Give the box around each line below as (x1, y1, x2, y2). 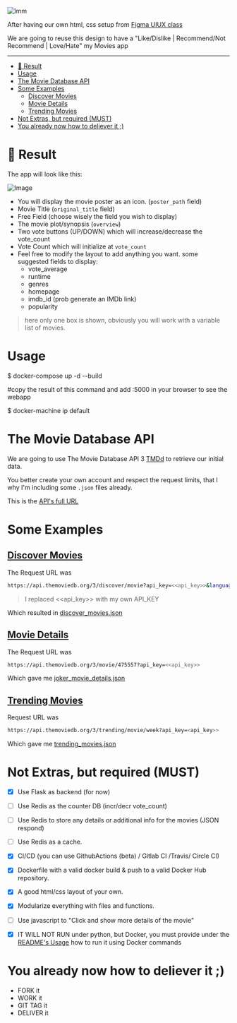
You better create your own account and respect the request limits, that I (7, 475, 219, 484)
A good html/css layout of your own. (17, 887, 123, 896)
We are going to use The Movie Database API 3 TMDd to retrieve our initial (7, 454, 224, 462)
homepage (28, 287, 60, 296)
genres (28, 280, 49, 288)
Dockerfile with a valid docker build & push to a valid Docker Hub (17, 866, 207, 875)
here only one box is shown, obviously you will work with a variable (24, 316, 221, 324)
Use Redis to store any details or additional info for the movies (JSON (17, 816, 219, 825)
